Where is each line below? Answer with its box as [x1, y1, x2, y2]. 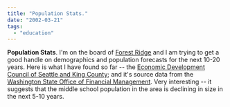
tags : [7, 23, 23, 30]
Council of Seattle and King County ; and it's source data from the [7, 70, 194, 79]
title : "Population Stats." [7, 10, 89, 17]
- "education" [13, 29, 54, 37]
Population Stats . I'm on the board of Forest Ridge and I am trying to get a [7, 48, 220, 57]
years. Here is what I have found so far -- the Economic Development [7, 63, 206, 71]
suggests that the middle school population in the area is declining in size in [7, 85, 223, 93]
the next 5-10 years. [7, 93, 64, 101]
